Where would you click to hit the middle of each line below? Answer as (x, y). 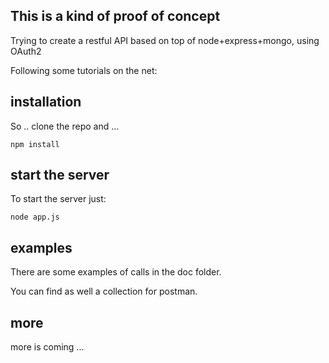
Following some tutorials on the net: (84, 70)
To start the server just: (58, 199)
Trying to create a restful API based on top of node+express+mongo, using (165, 40)
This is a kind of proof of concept (115, 16)
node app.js (35, 217)
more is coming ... (47, 347)
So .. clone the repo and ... (65, 126)
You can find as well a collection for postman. (104, 291)
